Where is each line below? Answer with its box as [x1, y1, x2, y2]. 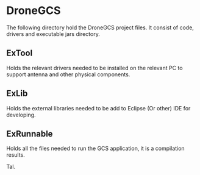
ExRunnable [6, 129, 53, 139]
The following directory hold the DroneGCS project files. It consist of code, [6, 24, 194, 31]
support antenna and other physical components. [6, 71, 130, 78]
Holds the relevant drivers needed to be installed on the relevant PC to [6, 64, 183, 71]
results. [6, 151, 26, 159]
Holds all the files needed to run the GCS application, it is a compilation [6, 145, 185, 152]
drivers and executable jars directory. [6, 30, 101, 37]
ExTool [6, 48, 33, 59]
